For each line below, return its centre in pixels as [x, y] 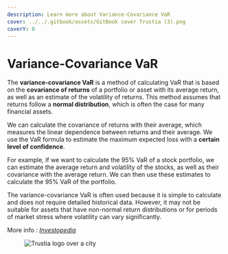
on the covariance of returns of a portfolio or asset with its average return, [113, 90]
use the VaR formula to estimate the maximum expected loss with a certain [113, 140]
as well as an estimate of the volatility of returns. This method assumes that [114, 97]
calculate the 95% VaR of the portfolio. [62, 182]
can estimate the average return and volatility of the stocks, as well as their [113, 167]
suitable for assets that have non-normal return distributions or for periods [112, 209]
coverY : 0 [21, 29]
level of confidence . [36, 147]
